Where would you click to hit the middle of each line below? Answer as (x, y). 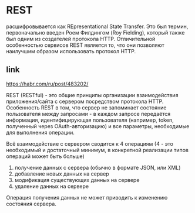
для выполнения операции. (41, 132)
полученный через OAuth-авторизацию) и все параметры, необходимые (98, 126)
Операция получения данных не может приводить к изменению (87, 197)
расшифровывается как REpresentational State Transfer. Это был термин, (97, 26)
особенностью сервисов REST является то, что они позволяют (85, 45)
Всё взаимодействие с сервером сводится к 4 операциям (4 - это (90, 143)
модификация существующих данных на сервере (77, 180)
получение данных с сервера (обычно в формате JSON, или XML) (97, 167)
